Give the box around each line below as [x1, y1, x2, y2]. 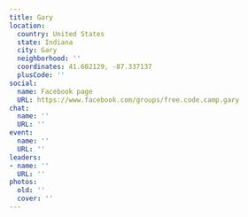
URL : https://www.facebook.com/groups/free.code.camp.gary [17, 95, 240, 105]
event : [9, 128, 34, 137]
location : [9, 21, 46, 30]
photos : [9, 178, 38, 187]
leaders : [9, 152, 42, 162]
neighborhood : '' [17, 54, 81, 63]
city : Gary [17, 46, 58, 55]
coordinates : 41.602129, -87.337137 [17, 63, 152, 72]
